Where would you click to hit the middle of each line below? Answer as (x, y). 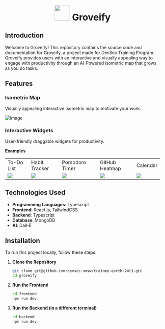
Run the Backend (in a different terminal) (55, 308)
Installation (23, 241)
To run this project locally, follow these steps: (51, 252)
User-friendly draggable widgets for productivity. (55, 141)
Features (19, 84)
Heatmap (110, 168)
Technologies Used (35, 193)
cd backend (23, 317)
